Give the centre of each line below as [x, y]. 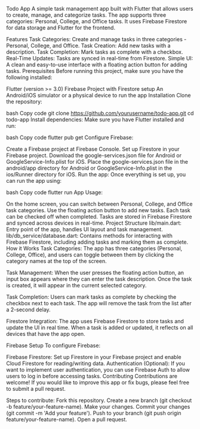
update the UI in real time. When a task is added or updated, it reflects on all [100, 327]
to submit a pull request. [36, 389]
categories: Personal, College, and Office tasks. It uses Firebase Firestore [97, 21]
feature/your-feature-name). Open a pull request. [67, 419]
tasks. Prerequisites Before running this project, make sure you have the [95, 71]
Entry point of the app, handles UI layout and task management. [84, 229]
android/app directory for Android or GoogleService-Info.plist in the [89, 168]
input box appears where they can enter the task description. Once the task [99, 279]
